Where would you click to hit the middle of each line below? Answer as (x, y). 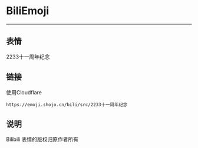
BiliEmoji (28, 11)
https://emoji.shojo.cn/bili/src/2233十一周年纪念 (67, 104)
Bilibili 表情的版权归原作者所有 (42, 139)
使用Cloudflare (24, 92)
